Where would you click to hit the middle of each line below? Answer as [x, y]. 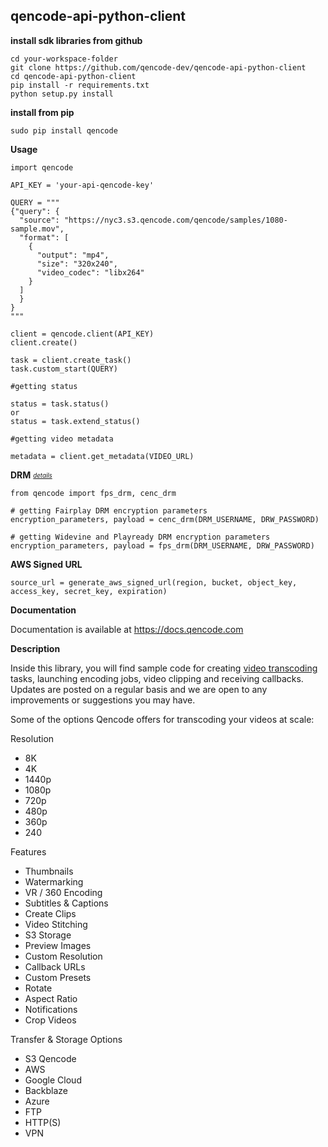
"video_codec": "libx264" [90, 272]
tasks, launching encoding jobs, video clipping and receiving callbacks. [157, 678]
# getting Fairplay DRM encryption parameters [109, 510]
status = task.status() [60, 404]
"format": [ [44, 237]
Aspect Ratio [51, 998]
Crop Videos [50, 1020]
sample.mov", [37, 229]
